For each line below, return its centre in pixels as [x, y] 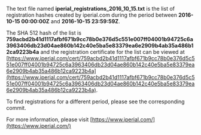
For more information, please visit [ [49, 119]
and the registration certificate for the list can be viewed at [113, 52]
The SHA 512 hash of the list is [44, 33]
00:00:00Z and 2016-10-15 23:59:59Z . [71, 21]
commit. [16, 108]
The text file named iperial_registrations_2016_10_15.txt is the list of [91, 9]
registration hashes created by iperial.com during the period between [92, 15]
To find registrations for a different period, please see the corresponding [95, 102]
